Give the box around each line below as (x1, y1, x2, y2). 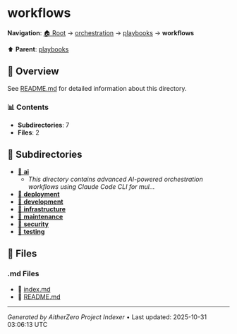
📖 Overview (7, 66, 59, 78)
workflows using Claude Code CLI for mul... (28, 182, 155, 191)
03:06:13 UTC (7, 320, 48, 328)
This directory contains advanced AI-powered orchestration (28, 175, 203, 183)
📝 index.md (17, 285, 51, 293)
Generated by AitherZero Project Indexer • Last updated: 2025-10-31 (7, 312, 207, 321)
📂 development (17, 197, 63, 206)
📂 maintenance (17, 212, 63, 221)
